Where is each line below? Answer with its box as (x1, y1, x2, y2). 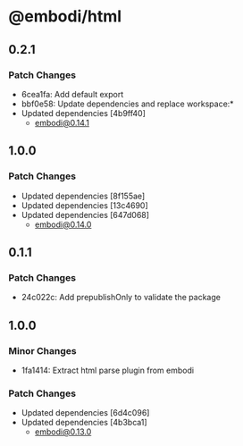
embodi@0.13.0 (34, 426, 92, 437)
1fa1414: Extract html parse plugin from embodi (21, 365, 194, 375)
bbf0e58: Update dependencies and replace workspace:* (21, 98, 234, 109)
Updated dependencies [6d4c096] (21, 408, 150, 418)
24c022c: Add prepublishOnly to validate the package (21, 292, 221, 303)
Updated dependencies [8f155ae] (21, 190, 146, 201)
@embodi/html (8, 6, 122, 27)
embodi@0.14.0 (34, 219, 92, 230)
